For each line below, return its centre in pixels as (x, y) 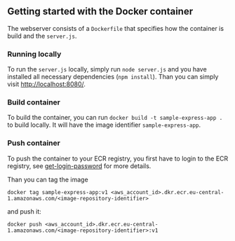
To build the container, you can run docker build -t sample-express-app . (115, 118)
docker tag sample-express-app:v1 (58, 192)
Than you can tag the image (48, 179)
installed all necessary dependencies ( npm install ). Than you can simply (113, 77)
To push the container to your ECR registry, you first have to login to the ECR (118, 158)
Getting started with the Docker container (100, 12)
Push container (34, 143)
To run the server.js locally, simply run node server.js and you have (107, 69)
